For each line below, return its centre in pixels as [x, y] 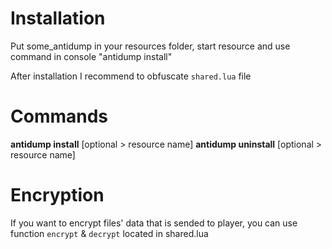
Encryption [57, 195]
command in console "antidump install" [91, 56]
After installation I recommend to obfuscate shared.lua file [131, 76]
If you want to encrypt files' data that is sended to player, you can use [154, 223]
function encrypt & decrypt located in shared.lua [109, 233]
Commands [59, 116]
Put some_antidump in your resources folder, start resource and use [150, 46]
